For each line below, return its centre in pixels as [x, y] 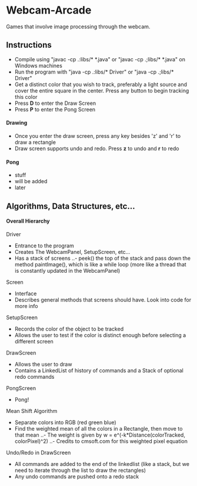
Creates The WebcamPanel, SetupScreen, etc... [72, 252]
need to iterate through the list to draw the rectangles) [80, 470]
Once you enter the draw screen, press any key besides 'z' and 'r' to [98, 135]
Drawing [17, 123]
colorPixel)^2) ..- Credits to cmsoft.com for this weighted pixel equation [101, 441]
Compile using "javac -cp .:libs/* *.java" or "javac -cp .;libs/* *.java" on [100, 59]
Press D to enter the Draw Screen [55, 103]
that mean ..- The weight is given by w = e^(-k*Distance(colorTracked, [100, 435]
